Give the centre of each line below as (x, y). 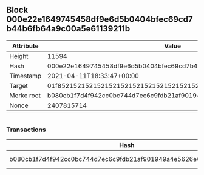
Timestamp (25, 76)
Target (19, 85)
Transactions (26, 130)
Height (19, 56)
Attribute (25, 46)
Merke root (25, 95)
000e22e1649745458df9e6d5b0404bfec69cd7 (100, 20)
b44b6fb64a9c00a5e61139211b (68, 29)
